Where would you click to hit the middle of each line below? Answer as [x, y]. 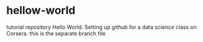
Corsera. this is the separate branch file [56, 33]
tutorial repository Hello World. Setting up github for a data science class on [101, 27]
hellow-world [41, 10]
